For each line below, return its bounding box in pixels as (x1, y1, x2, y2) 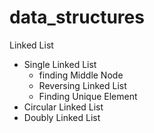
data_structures (9, 6, 145, 29)
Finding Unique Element (38, 90, 138, 102)
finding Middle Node (38, 69, 124, 81)
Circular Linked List (23, 101, 104, 113)
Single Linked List (23, 58, 97, 70)
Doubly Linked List (23, 111, 101, 123)
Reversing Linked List (38, 79, 127, 91)
